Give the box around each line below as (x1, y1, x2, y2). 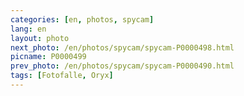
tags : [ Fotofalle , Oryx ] (10, 71, 114, 81)
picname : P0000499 (10, 52, 87, 62)
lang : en (10, 24, 47, 34)
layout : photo (10, 33, 70, 43)
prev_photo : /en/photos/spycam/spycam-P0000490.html (10, 61, 235, 71)
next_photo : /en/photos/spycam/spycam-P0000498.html (10, 42, 235, 53)
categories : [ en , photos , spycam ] (10, 14, 155, 25)
